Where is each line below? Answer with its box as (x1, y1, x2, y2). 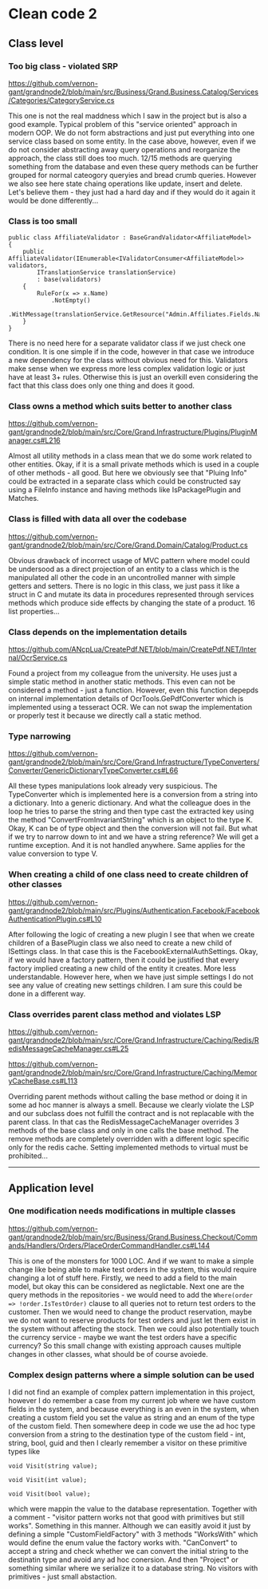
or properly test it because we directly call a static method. (8, 711, 202, 720)
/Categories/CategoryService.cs (8, 95, 115, 104)
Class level (8, 37, 64, 50)
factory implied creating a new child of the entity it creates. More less (8, 963, 237, 973)
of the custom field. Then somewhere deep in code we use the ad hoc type (8, 1421, 256, 1430)
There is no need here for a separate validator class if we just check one (8, 338, 246, 348)
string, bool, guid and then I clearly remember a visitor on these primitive (8, 1437, 247, 1448)
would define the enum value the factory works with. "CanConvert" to (8, 1537, 238, 1548)
